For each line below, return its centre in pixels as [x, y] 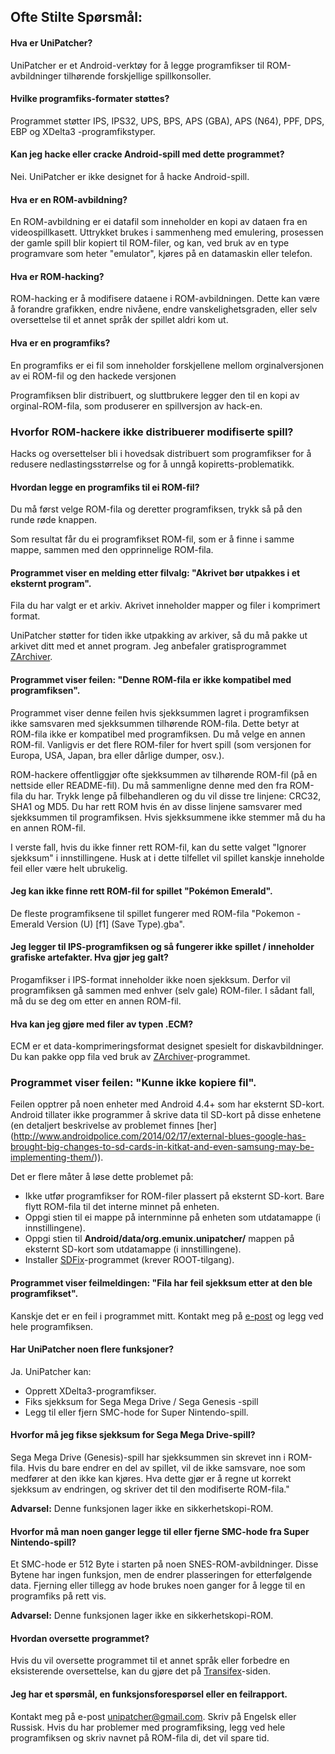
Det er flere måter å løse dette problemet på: [102, 1177]
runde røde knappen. [54, 520]
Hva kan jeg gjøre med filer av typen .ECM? [102, 1024]
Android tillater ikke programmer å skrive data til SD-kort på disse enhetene [166, 1115]
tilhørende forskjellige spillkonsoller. [137, 76]
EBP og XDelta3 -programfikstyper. [83, 131]
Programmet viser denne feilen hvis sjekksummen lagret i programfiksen [160, 712]
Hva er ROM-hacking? [57, 276]
